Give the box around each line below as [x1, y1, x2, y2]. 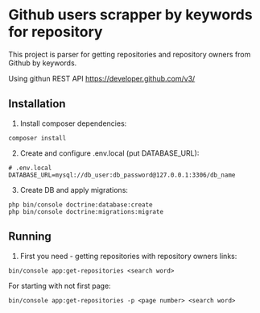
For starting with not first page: [8, 281, 111, 290]
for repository [8, 23, 103, 41]
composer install [8, 134, 67, 142]
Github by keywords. [8, 58, 77, 68]
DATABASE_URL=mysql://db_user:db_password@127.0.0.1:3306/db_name [8, 171, 236, 179]
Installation [8, 97, 66, 111]
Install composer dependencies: [19, 119, 127, 128]
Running [8, 230, 52, 244]
